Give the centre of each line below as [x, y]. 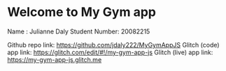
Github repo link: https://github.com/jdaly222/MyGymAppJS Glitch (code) [113, 45]
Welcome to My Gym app [82, 12]
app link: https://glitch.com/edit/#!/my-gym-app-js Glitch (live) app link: [110, 52]
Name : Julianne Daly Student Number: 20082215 [79, 31]
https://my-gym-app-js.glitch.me [55, 59]
